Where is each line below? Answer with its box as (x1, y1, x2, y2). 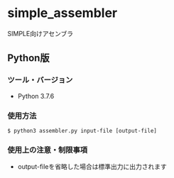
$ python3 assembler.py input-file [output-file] (7, 127, 158, 134)
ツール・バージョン (7, 75, 73, 85)
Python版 (7, 52, 50, 65)
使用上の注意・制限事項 (7, 145, 87, 155)
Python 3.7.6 (17, 91, 55, 100)
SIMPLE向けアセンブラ (7, 29, 73, 38)
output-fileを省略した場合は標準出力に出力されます (17, 162, 167, 171)
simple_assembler (7, 5, 118, 21)
